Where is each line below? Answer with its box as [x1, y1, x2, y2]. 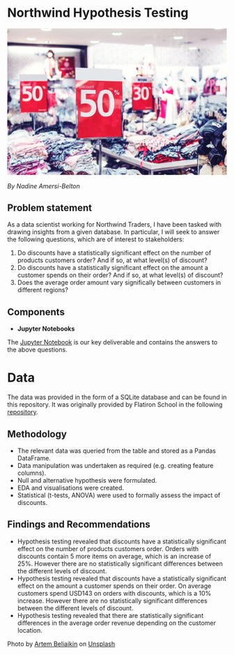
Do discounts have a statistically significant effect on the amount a [17, 264, 209, 272]
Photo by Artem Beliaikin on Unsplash [7, 640, 116, 648]
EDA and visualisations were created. [17, 483, 124, 492]
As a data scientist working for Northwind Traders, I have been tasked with [7, 220, 221, 229]
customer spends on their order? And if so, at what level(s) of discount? [17, 271, 224, 280]
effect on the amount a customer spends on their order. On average [17, 581, 212, 590]
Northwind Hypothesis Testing [7, 5, 189, 21]
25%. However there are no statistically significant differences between [17, 559, 223, 568]
